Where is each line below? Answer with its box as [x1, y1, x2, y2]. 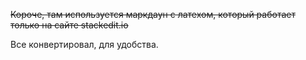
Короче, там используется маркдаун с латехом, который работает [10, 9, 296, 20]
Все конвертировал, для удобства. [10, 39, 159, 50]
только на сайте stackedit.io [10, 19, 129, 31]
